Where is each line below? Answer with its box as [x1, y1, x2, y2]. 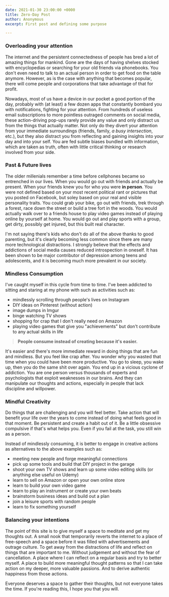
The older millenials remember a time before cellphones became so [5, 173, 145, 179]
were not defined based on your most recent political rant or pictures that [5, 189, 157, 195]
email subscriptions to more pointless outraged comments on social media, [5, 112, 161, 118]
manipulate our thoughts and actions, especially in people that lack [5, 380, 144, 386]
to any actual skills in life [12, 329, 64, 335]
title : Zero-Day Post [5, 12, 51, 17]
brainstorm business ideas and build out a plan [12, 493, 110, 499]
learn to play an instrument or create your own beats [12, 488, 122, 494]
